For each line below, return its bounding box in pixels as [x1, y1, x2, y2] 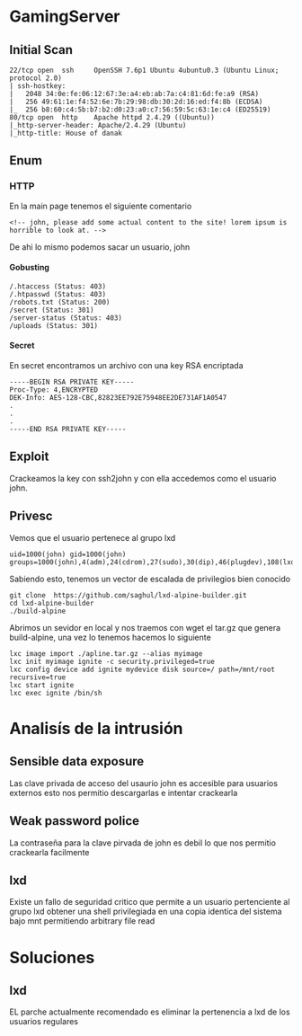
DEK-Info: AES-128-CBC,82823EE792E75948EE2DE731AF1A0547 [9, 394, 227, 403]
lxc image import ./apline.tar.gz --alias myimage [9, 649, 203, 658]
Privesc [9, 509, 53, 524]
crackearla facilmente [9, 846, 90, 857]
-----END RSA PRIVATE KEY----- [9, 425, 127, 434]
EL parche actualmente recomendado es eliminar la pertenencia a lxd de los [9, 1006, 290, 1017]
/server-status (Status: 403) [9, 313, 123, 323]
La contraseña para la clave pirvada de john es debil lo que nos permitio [9, 837, 277, 848]
